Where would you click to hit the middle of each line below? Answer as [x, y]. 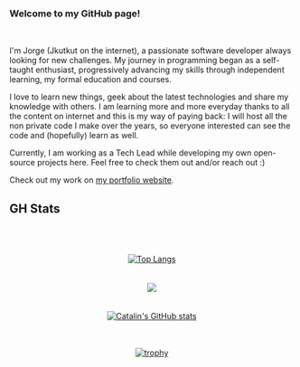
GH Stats [35, 208]
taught [22, 70]
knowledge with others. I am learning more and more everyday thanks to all [150, 107]
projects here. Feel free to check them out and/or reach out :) [151, 163]
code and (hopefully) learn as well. [74, 136]
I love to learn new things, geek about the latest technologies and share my [149, 97]
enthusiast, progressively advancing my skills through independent [160, 70]
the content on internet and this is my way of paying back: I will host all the [148, 117]
